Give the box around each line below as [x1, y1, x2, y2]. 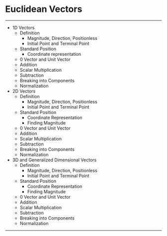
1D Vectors [12, 24, 35, 30]
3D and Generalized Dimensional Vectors [12, 157, 97, 163]
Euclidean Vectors [5, 3, 83, 15]
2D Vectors [12, 88, 36, 94]
